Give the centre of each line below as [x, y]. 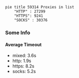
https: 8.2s [23, 66]
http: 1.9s [22, 61]
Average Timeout [23, 44]
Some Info [18, 32]
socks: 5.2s [24, 72]
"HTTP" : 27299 [30, 11]
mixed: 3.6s [24, 56]
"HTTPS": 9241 [29, 16]
